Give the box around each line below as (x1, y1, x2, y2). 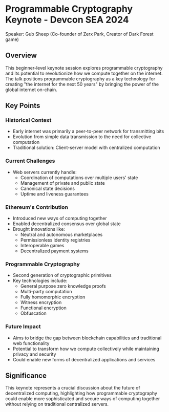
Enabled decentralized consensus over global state (12, 221, 121, 227)
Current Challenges (5, 157, 55, 164)
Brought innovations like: (12, 226, 66, 232)
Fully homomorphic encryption (20, 294, 86, 300)
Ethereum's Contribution (5, 203, 68, 210)
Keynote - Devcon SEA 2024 (5, 14, 129, 26)
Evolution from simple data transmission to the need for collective (12, 134, 152, 140)
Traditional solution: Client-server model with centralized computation (12, 144, 160, 151)
